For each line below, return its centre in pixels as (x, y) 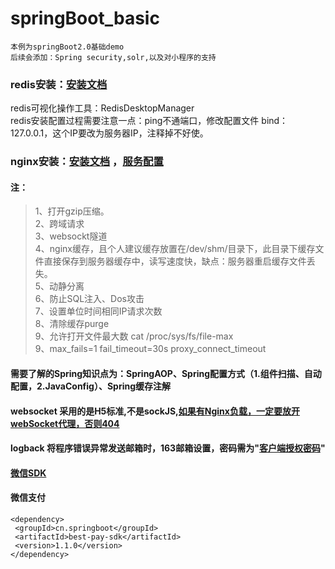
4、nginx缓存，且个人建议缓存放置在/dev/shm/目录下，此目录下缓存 (175, 249)
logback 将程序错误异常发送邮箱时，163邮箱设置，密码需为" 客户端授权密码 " (168, 448)
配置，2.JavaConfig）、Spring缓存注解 (91, 386)
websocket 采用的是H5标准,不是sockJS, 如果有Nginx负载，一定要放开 (155, 411)
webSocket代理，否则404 (65, 423)
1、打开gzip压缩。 (72, 211)
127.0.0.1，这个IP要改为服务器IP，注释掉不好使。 (109, 133)
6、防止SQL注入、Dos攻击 (89, 299)
